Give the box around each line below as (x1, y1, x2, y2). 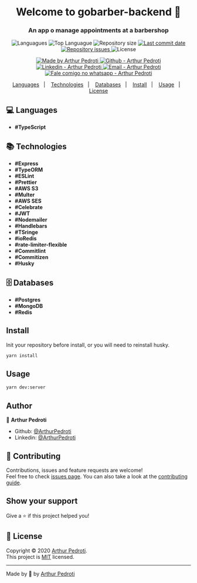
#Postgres (14, 296, 41, 303)
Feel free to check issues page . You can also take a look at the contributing (6, 473, 188, 480)
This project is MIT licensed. (6, 553, 74, 560)
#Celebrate (14, 204, 43, 211)
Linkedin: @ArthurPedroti (14, 434, 76, 441)
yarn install (6, 353, 38, 358)
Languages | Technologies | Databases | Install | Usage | (12, 81, 181, 88)
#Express (14, 160, 39, 167)
